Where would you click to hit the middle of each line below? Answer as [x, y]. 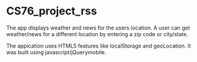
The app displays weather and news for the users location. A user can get [98, 28]
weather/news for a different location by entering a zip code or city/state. [97, 34]
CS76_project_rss [52, 11]
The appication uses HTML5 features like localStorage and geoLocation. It [99, 46]
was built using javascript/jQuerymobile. [57, 52]
